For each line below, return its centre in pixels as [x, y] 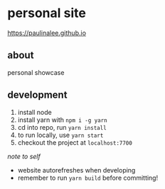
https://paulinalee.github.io [47, 33]
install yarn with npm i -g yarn [63, 120]
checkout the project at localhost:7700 [75, 142]
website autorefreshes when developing [76, 170]
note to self [24, 156]
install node [34, 112]
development [37, 95]
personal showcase [36, 72]
